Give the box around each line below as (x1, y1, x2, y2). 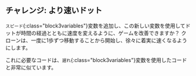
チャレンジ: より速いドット (5, 5, 103, 16)
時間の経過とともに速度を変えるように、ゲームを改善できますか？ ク (21, 29, 187, 36)
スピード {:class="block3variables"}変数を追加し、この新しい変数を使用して (5, 22, 185, 29)
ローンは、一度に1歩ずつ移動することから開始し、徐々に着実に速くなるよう (5, 37, 187, 44)
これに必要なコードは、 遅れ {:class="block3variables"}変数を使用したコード (5, 56, 187, 63)
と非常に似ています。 (5, 64, 57, 71)
